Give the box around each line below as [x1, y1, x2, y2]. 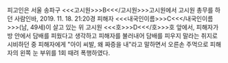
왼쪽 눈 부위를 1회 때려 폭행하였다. [19, 49, 111, 57]
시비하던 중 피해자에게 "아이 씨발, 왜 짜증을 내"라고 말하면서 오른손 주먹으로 [7, 40, 209, 48]
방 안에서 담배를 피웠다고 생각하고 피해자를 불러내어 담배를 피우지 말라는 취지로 [7, 32, 218, 40]
